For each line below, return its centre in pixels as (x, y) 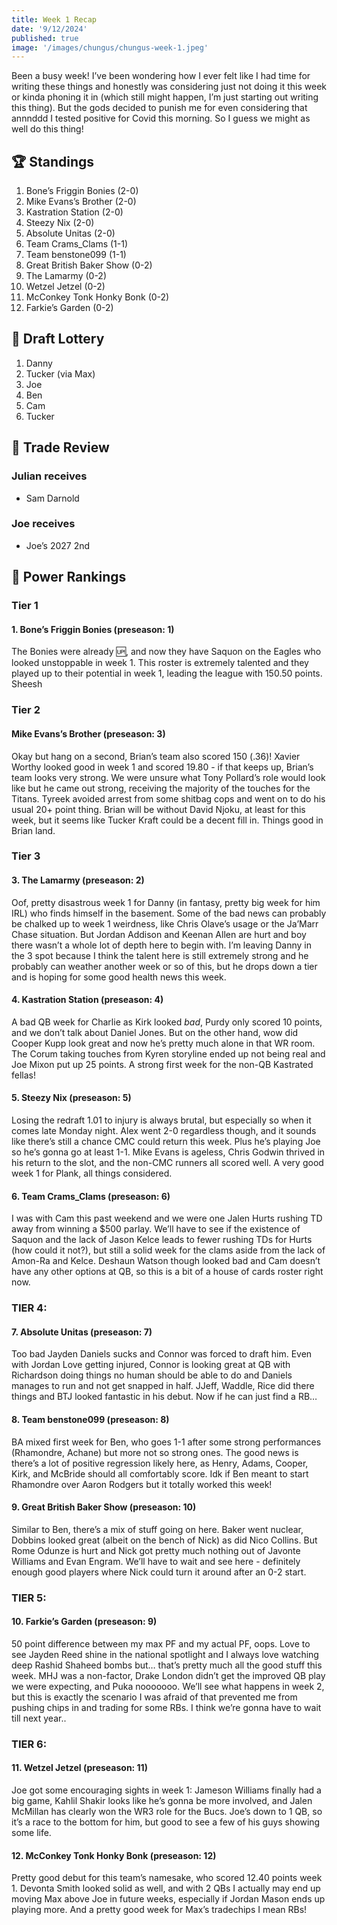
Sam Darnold (52, 498)
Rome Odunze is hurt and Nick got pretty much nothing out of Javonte (156, 1550)
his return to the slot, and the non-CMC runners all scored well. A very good (167, 1163)
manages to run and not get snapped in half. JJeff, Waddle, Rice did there (163, 1386)
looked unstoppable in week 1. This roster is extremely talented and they (160, 663)
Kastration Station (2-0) (74, 212)
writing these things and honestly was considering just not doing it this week (169, 87)
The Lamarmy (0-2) (66, 276)
